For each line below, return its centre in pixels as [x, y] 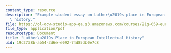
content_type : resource [31, 10]
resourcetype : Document [31, 33]
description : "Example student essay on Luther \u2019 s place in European [85, 15]
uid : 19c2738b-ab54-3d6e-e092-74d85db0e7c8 [52, 43]
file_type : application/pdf [35, 29]
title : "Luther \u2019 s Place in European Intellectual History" [75, 38]
